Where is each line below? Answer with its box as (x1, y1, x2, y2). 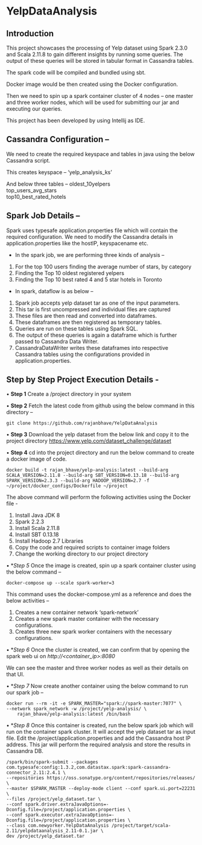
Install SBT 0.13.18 (14, 531, 59, 539)
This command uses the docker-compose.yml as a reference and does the (6, 591, 192, 598)
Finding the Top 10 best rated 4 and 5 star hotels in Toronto (14, 276, 163, 283)
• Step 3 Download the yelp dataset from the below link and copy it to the (6, 431, 189, 438)
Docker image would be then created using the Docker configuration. (6, 80, 178, 88)
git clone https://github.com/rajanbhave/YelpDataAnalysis (6, 420, 158, 427)
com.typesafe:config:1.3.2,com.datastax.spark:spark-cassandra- (6, 765, 171, 771)
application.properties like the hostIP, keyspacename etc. (6, 239, 149, 247)
